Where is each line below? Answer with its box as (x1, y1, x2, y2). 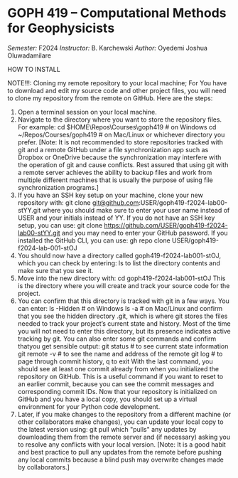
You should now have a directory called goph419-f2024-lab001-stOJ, (17, 251, 222, 260)
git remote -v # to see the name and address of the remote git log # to (17, 349, 223, 358)
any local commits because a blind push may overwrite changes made (17, 455, 224, 464)
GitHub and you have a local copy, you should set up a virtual (17, 395, 198, 403)
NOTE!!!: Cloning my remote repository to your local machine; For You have (7, 78, 227, 87)
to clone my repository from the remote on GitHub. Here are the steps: (7, 94, 213, 102)
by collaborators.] (17, 462, 70, 471)
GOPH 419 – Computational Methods (7, 5, 227, 21)
